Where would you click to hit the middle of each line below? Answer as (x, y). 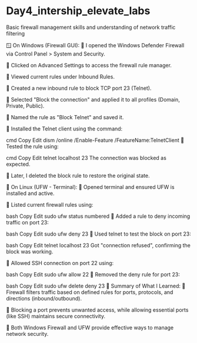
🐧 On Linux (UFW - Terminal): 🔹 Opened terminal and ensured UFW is (90, 187)
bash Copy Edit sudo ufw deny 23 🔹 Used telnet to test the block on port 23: (98, 234)
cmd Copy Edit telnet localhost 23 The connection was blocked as (86, 158)
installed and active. (30, 193)
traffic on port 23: (27, 222)
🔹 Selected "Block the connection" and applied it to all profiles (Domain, (93, 99)
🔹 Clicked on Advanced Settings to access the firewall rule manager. (89, 65)
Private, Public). (25, 106)
